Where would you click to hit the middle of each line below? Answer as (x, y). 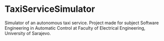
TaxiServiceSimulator (50, 9)
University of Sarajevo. (28, 33)
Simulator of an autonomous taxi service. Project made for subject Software (82, 23)
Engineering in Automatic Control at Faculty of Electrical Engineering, (75, 28)
